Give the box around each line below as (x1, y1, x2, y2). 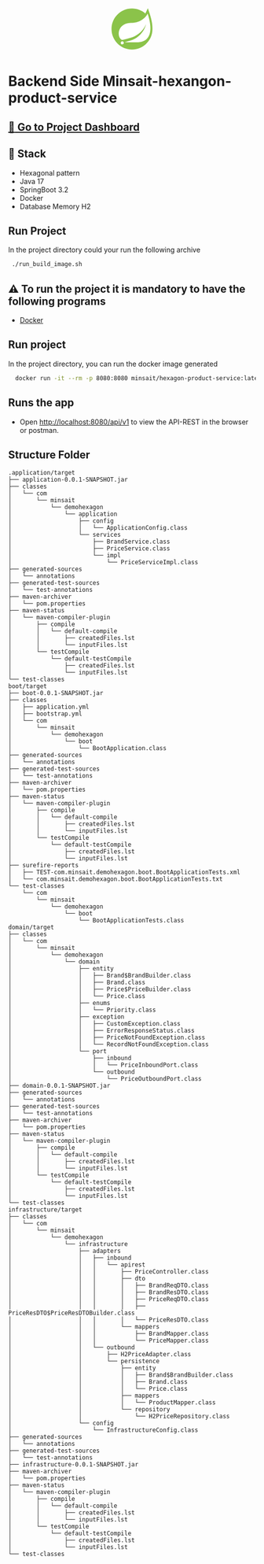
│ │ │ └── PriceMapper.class (8, 1337, 210, 1345)
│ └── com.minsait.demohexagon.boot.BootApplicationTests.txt (8, 875, 223, 883)
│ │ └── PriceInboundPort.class (8, 1061, 199, 1070)
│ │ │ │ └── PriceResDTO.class (8, 1316, 210, 1324)
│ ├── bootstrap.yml (8, 710, 82, 718)
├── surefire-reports (8, 862, 79, 870)
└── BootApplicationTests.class (78, 917, 185, 925)
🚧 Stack (8, 147, 47, 161)
